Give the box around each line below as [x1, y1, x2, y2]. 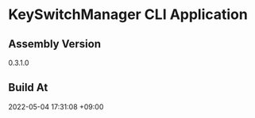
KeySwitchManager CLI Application [8, 6, 248, 24]
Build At [8, 81, 48, 94]
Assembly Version [8, 37, 102, 51]
